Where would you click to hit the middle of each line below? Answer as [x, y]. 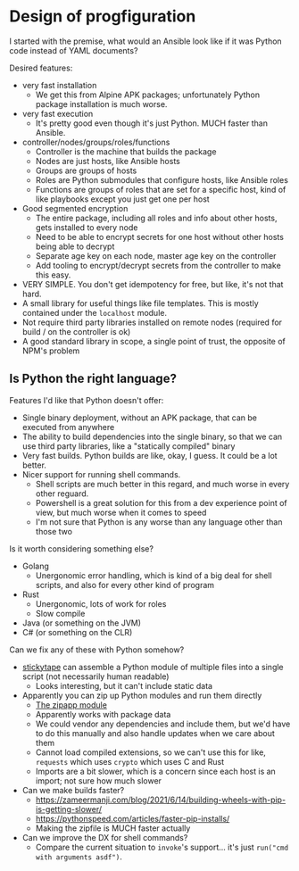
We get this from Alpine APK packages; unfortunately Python [148, 95]
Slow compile [60, 613]
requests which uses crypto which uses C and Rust [130, 761]
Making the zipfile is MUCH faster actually [113, 828]
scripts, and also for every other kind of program [125, 585]
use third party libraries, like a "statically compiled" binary [129, 446]
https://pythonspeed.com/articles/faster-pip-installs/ [133, 818]
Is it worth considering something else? [82, 548]
